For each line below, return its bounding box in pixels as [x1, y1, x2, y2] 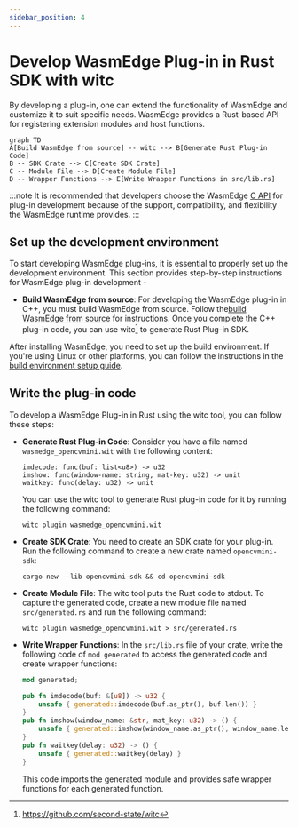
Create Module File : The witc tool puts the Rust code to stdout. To [21, 587, 264, 598]
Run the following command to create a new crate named [21, 545, 232, 556]
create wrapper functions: [21, 658, 118, 669]
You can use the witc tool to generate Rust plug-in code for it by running [21, 494, 286, 505]
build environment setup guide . [9, 361, 123, 371]
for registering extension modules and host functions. [9, 118, 206, 129]
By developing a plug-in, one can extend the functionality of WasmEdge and [9, 100, 288, 110]
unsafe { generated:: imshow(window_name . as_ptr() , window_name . [38, 725, 281, 734]
